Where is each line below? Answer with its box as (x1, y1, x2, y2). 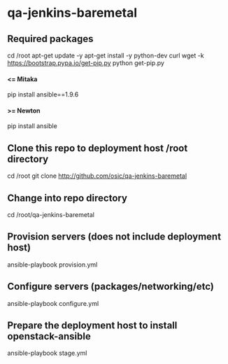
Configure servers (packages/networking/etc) (7, 281, 215, 293)
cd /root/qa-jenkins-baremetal (7, 211, 94, 219)
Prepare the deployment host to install (7, 320, 178, 332)
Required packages (7, 33, 94, 45)
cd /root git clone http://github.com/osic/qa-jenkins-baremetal (7, 171, 187, 180)
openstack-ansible (7, 330, 91, 342)
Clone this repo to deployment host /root (7, 142, 188, 154)
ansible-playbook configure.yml (7, 299, 99, 307)
